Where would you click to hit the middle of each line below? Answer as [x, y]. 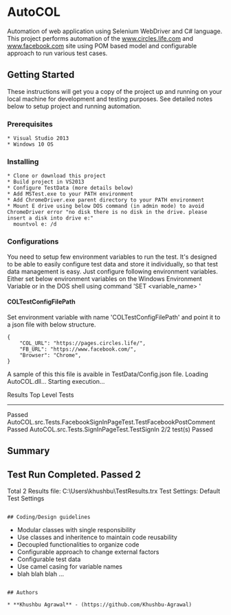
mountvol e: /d [35, 224]
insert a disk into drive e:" [51, 218]
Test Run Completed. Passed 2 [74, 475]
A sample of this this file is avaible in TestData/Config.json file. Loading [108, 374]
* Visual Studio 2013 [38, 139]
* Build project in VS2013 [46, 182]
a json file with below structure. [52, 324]
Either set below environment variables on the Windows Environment [105, 279]
